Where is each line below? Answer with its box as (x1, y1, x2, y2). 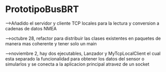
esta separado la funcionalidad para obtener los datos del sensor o (5, 55, 145, 61)
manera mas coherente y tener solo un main (5, 40, 97, 46)
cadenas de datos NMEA (5, 25, 57, 31)
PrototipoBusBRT (5, 4, 79, 15)
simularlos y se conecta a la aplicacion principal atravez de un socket (5, 61, 150, 67)
